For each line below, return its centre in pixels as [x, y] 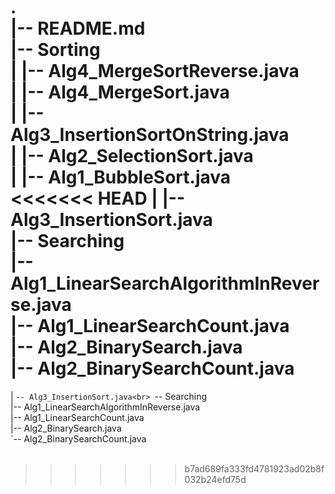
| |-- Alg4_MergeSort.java [120, 92]
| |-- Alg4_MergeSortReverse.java [155, 71]
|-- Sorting [55, 50]
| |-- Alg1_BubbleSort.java [121, 177]
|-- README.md [78, 28]
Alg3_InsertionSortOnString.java [150, 135]
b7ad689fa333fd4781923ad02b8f [254, 468]
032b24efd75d [215, 479]
